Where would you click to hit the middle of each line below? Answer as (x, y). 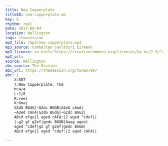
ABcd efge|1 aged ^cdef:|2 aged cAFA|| (56, 131)
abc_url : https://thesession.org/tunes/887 (51, 71)
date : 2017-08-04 (23, 29)
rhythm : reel (19, 24)
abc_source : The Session (31, 66)
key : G (12, 19)
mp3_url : (14, 56)
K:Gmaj (21, 103)
